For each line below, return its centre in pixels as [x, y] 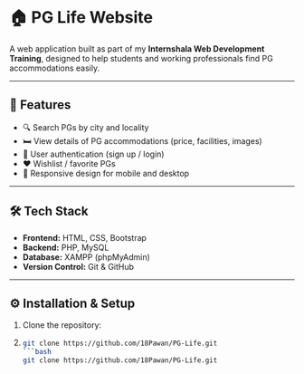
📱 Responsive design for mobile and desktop [106, 173]
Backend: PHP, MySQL [66, 247]
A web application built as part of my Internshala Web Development [137, 48]
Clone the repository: [62, 325]
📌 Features [40, 105]
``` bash [37, 352]
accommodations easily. [55, 68]
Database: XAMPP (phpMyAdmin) [86, 257]
